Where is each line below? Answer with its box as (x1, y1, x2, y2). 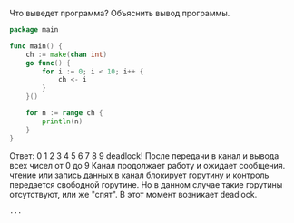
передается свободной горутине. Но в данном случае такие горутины (9, 179, 283, 189)
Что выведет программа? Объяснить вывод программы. (9, 8, 230, 18)
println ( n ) (42, 117, 83, 126)
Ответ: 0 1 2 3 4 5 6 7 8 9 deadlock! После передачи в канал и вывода (9, 150, 279, 161)
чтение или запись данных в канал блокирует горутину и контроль (9, 170, 269, 180)
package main (9, 25, 59, 34)
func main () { (9, 41, 64, 51)
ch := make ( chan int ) (25, 50, 107, 59)
